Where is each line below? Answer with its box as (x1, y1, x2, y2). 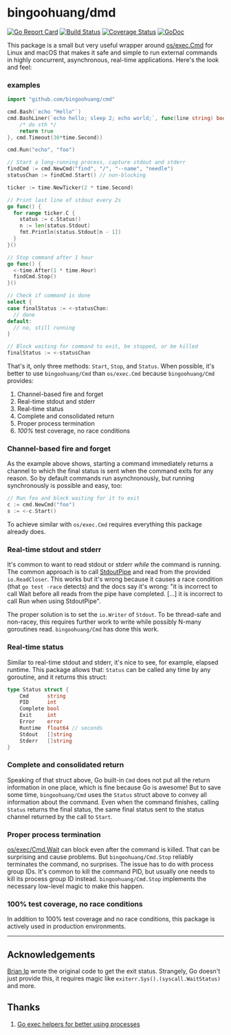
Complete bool (19, 705, 60, 712)
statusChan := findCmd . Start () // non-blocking (7, 172, 146, 179)
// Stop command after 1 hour (7, 254, 94, 261)
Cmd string (19, 692, 67, 700)
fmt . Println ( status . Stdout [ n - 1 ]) (19, 229, 122, 236)
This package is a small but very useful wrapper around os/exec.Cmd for (7, 41, 214, 49)
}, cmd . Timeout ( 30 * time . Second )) (7, 134, 103, 141)
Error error (19, 718, 63, 725)
